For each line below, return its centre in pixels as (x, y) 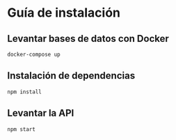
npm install (24, 92)
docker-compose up (34, 54)
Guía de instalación (64, 13)
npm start (22, 129)
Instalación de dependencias (71, 76)
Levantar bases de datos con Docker (88, 39)
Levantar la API (41, 113)
